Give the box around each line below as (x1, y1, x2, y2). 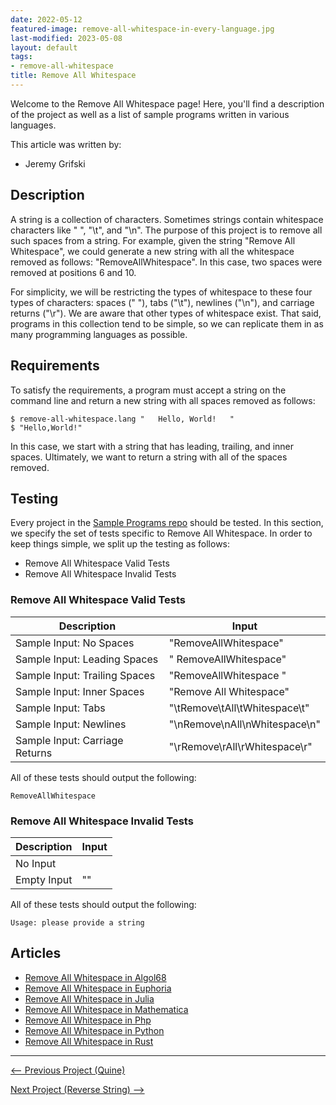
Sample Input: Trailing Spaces (15, 668, 156, 682)
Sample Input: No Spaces (15, 636, 135, 650)
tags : (10, 52, 33, 62)
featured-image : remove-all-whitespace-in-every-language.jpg (10, 24, 275, 34)
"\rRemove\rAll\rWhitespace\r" (168, 739, 313, 753)
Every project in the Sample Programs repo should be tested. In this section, (10, 517, 324, 529)
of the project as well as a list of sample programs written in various (10, 108, 290, 120)
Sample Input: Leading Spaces (15, 652, 159, 666)
